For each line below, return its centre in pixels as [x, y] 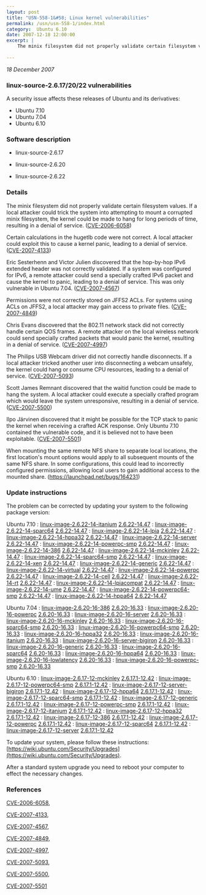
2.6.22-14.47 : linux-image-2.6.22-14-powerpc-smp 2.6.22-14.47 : [90, 544]
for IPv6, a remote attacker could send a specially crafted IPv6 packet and [100, 275]
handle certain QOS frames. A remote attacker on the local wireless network [103, 331]
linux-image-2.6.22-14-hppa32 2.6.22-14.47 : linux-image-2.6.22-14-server [102, 537]
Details [17, 192]
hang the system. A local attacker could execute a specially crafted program [103, 394]
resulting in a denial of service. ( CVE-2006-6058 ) [69, 225]
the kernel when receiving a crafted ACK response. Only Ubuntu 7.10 [93, 425]
